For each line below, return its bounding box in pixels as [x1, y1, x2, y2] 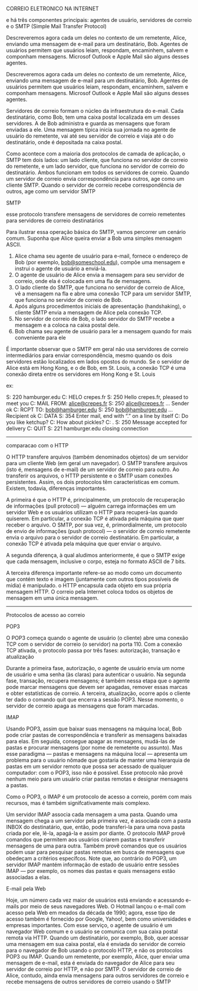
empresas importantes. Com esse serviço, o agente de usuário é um [6, 922, 173, 928]
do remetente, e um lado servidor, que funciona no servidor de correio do [6, 163, 185, 170]
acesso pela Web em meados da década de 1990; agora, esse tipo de [6, 909, 176, 916]
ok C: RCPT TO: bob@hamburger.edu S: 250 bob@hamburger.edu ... [6, 406, 173, 413]
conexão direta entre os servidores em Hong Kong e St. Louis [6, 371, 156, 378]
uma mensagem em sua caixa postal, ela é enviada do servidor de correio [6, 941, 186, 947]
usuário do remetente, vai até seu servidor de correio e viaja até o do [6, 132, 174, 139]
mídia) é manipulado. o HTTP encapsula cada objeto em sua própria [6, 582, 171, 589]
